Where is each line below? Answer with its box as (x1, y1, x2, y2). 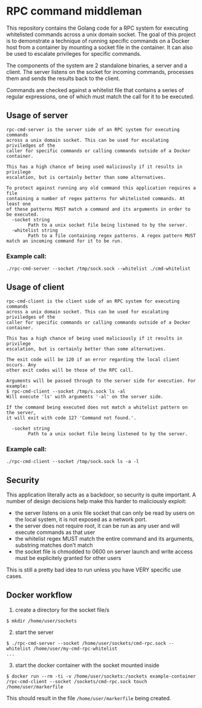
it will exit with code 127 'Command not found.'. (6, 415, 137, 421)
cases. (6, 572, 23, 579)
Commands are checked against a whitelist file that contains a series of (6, 86, 184, 93)
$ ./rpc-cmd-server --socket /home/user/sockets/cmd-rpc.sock (6, 640, 166, 646)
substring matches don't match (15, 541, 93, 549)
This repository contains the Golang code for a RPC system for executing (6, 24, 189, 32)
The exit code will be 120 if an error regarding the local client (6, 356, 180, 362)
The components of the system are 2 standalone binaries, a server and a (6, 62, 187, 69)
